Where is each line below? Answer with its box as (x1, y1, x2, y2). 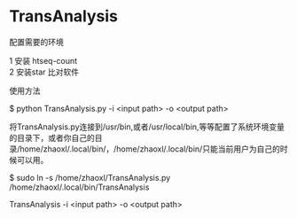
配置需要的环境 (9, 36, 64, 47)
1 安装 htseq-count (9, 55, 78, 66)
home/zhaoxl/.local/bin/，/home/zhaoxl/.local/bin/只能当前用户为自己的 (20, 144, 281, 154)
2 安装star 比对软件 (9, 66, 80, 77)
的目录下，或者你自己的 (9, 132, 95, 143)
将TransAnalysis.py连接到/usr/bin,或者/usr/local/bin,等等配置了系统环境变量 (9, 121, 285, 132)
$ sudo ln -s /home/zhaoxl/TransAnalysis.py (9, 172, 171, 183)
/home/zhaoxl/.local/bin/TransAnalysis (9, 182, 150, 192)
